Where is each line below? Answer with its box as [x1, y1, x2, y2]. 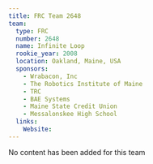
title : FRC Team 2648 [8, 11, 82, 20]
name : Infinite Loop [15, 42, 85, 50]
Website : [23, 125, 53, 133]
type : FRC [15, 27, 49, 35]
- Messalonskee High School [23, 110, 117, 119]
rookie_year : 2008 [15, 50, 79, 58]
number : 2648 [15, 34, 60, 43]
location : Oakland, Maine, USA [15, 58, 121, 66]
